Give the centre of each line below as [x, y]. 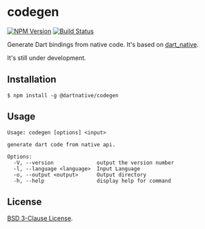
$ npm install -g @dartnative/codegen [63, 95]
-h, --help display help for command [92, 181]
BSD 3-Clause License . [40, 219]
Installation [32, 80]
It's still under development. [47, 58]
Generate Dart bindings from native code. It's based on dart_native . [103, 44]
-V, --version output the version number [94, 163]
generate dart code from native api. [61, 145]
